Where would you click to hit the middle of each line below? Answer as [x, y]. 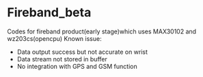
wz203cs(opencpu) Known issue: [54, 38]
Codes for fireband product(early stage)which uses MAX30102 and [102, 31]
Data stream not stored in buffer [62, 59]
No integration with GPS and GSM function [77, 66]
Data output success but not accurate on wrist [82, 52]
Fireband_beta [49, 13]
